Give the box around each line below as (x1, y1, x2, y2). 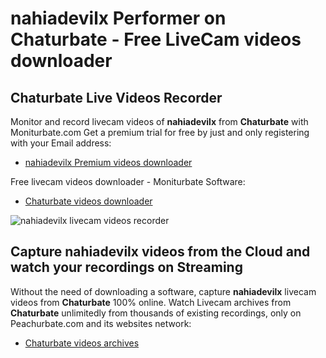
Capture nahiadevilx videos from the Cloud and (10, 243, 311, 261)
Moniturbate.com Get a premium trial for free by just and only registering (10, 127, 310, 138)
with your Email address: (10, 137, 112, 149)
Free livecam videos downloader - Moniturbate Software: (10, 176, 246, 187)
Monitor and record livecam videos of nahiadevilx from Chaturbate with (10, 116, 309, 127)
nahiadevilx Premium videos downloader (24, 157, 193, 168)
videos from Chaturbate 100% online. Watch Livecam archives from (10, 296, 292, 308)
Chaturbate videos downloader (24, 195, 153, 207)
